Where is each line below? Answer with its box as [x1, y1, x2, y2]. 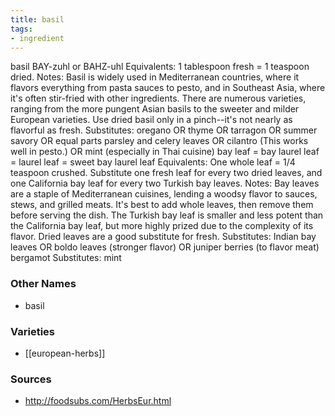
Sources [10, 372, 52, 386]
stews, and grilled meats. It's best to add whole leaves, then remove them [10, 199, 314, 211]
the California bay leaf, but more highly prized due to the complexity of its [10, 220, 314, 232]
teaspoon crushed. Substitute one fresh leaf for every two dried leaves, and [10, 167, 323, 179]
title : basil [10, 14, 65, 25]
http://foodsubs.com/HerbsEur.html [24, 395, 172, 407]
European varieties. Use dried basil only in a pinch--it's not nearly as [10, 114, 293, 126]
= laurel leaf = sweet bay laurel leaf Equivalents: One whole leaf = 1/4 [10, 156, 296, 168]
